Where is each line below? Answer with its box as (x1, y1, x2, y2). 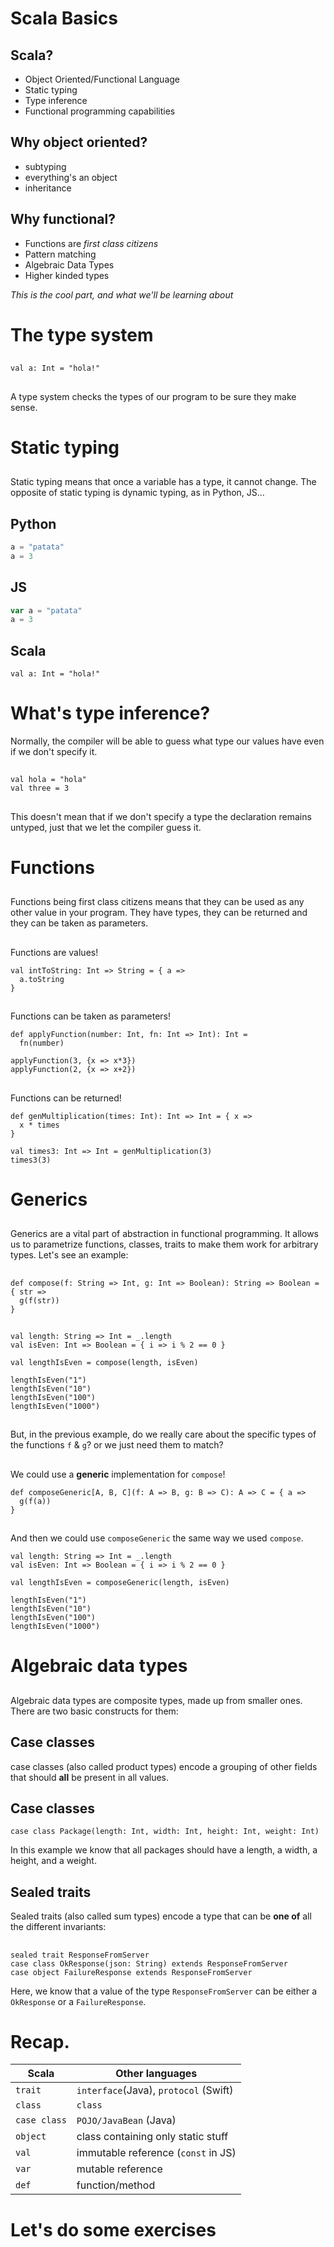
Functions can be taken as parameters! (10, 1010, 172, 1022)
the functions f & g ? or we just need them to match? (10, 1439, 224, 1451)
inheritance (24, 182, 72, 194)
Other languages (115, 2067, 198, 2081)
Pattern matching (24, 248, 97, 260)
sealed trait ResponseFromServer (10, 1950, 150, 1960)
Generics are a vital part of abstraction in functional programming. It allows (10, 1228, 319, 1240)
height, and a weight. (10, 1855, 97, 1867)
